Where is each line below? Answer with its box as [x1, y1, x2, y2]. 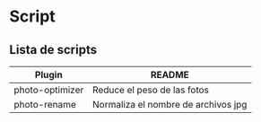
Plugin [34, 69, 63, 81]
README [150, 69, 190, 81]
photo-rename [13, 99, 76, 110]
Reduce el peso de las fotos [92, 83, 209, 96]
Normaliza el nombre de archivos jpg [92, 99, 248, 110]
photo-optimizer [13, 83, 84, 96]
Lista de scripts [9, 42, 97, 57]
